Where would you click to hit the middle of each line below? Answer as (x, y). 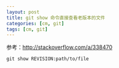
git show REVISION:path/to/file (48, 59)
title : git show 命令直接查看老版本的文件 (56, 18)
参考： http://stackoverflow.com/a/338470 (60, 47)
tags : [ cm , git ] (27, 29)
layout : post (23, 12)
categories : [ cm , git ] (35, 23)
